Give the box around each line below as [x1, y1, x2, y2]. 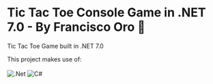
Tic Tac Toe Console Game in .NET [7, 5, 206, 20]
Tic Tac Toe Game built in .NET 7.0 [7, 42, 104, 50]
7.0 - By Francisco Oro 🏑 [7, 19, 145, 35]
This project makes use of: [7, 55, 82, 63]
